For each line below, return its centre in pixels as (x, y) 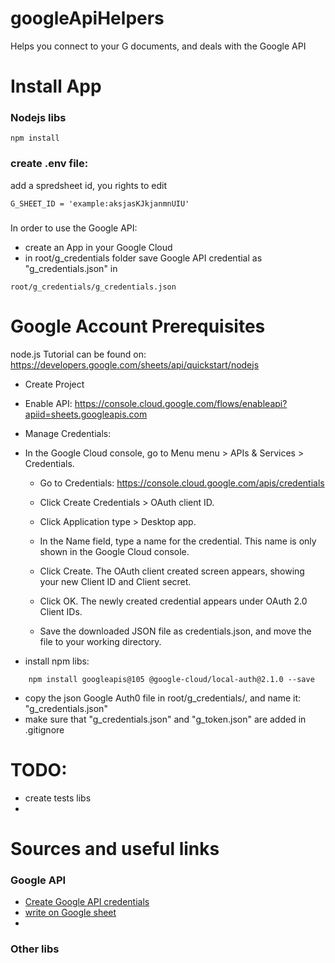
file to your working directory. (100, 641)
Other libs (35, 949)
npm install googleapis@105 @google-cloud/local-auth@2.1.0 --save (171, 679)
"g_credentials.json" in (71, 268)
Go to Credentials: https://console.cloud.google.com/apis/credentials (182, 483)
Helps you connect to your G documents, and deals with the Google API (158, 46)
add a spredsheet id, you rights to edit (89, 185)
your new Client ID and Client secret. (115, 581)
